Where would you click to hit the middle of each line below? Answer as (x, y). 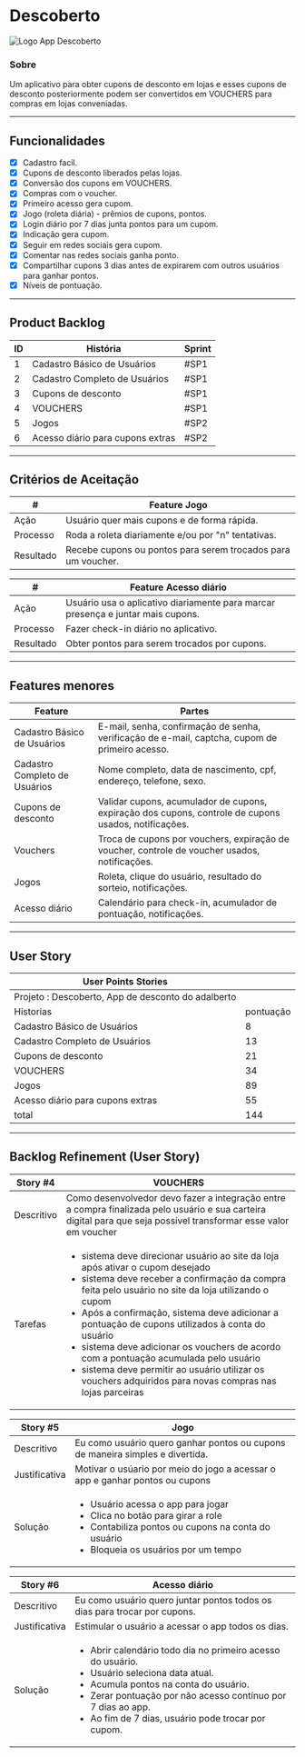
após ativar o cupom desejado (146, 1267)
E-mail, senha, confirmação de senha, (179, 726)
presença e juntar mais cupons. (133, 614)
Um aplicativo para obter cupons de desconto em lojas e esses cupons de (148, 85)
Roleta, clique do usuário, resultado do (180, 876)
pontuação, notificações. (151, 914)
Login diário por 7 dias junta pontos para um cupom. (120, 225)
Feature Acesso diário (178, 587)
